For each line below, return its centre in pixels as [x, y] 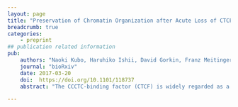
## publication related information [61, 47]
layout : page [27, 14]
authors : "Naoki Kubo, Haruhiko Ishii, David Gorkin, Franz [110, 60]
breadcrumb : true [33, 27]
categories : [25, 34]
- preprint [36, 40]
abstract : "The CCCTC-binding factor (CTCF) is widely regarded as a [125, 86]
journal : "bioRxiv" [49, 67]
